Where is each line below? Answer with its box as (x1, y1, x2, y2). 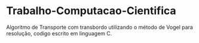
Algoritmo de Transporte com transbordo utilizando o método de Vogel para (6, 24, 193, 31)
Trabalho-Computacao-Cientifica (6, 4, 176, 18)
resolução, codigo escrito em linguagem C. (6, 29, 112, 37)
